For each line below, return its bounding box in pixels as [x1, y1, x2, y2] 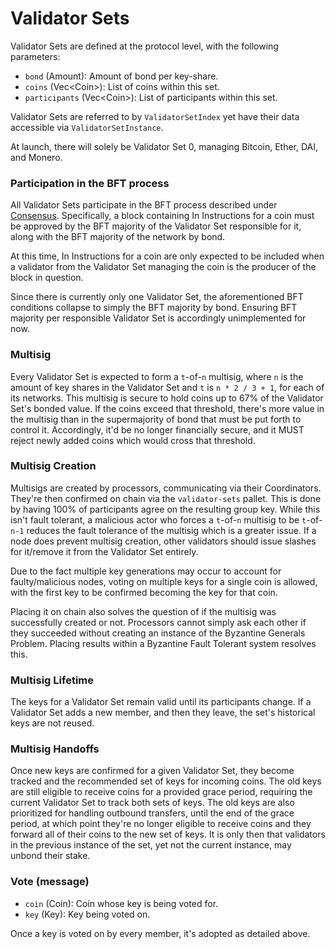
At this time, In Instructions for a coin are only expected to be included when [10, 250, 325, 262]
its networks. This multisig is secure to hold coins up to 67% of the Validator [10, 392, 324, 404]
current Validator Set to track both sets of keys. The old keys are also [10, 797, 295, 809]
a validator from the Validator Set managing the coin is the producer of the [10, 261, 317, 273]
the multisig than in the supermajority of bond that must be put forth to [10, 413, 302, 425]
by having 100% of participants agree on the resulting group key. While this [10, 503, 321, 515]
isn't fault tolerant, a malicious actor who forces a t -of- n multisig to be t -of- [10, 513, 323, 526]
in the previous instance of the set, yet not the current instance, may [10, 839, 292, 851]
